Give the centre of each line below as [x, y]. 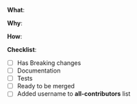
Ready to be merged [46, 86]
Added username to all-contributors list [74, 94]
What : [16, 10]
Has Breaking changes [49, 63]
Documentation [39, 70]
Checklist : [22, 50]
